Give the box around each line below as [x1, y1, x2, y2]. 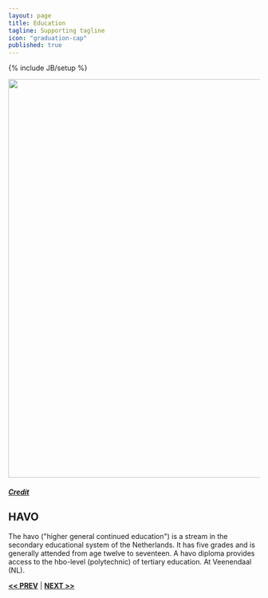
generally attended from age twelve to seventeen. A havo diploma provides [8, 548, 255, 558]
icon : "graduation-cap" [8, 33, 88, 42]
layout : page [8, 11, 52, 20]
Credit [8, 487, 30, 497]
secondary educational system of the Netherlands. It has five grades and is [8, 540, 255, 549]
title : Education [8, 19, 66, 27]
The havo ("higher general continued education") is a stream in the [8, 531, 229, 541]
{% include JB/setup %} [8, 63, 88, 73]
